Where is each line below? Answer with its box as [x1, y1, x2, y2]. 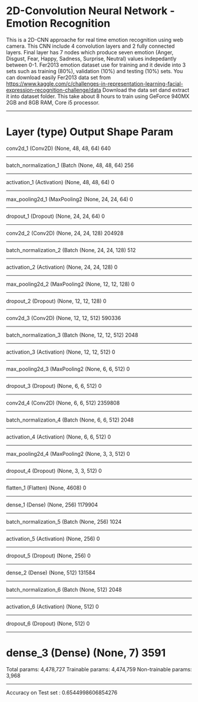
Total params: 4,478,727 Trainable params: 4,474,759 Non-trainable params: [6, 665, 192, 672]
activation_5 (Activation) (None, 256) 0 [6, 535, 100, 542]
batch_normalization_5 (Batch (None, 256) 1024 [6, 518, 122, 525]
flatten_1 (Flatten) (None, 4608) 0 [6, 484, 87, 491]
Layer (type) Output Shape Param [6, 125, 174, 139]
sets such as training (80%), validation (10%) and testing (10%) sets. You [6, 67, 183, 74]
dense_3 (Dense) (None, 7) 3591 [6, 647, 166, 659]
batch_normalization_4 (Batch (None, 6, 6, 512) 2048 [6, 416, 134, 423]
